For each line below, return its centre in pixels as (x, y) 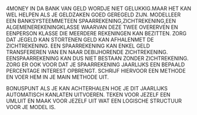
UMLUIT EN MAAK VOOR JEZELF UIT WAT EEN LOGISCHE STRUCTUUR (94, 101)
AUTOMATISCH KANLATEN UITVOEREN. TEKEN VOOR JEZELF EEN (88, 94)
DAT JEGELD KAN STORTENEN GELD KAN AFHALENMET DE (80, 40)
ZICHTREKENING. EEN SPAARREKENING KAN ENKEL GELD (78, 46)
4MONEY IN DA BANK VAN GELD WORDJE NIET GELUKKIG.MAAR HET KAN (99, 9)
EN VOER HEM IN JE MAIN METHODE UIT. (58, 77)
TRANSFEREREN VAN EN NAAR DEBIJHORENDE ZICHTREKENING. (87, 52)
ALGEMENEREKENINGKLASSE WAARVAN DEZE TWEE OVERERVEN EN (92, 27)
